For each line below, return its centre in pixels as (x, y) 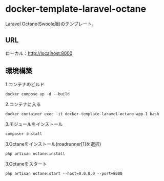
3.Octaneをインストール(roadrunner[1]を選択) (53, 144)
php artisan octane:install (35, 154)
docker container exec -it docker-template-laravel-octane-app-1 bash (82, 114)
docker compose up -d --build (38, 94)
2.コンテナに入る (23, 104)
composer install (24, 134)
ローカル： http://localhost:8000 (39, 53)
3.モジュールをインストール (34, 124)
